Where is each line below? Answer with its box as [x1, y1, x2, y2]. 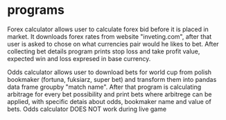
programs [7, 2, 64, 18]
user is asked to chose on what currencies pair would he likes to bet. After [7, 40, 220, 48]
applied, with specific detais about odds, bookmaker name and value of [7, 97, 211, 105]
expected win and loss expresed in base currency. [7, 54, 151, 62]
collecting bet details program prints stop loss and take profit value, [7, 47, 200, 55]
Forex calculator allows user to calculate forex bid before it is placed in [7, 25, 209, 33]
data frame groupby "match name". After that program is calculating [7, 83, 202, 91]
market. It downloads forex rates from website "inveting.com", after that [7, 32, 212, 40]
